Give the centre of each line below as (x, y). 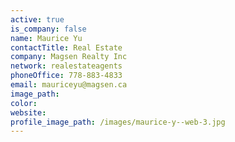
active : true (37, 19)
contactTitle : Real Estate (66, 47)
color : (24, 103)
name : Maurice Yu (46, 38)
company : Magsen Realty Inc (69, 57)
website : (28, 112)
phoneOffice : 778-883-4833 (66, 76)
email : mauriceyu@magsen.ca (69, 85)
